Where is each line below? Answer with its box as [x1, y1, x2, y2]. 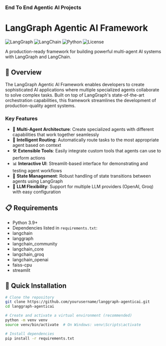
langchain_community [12, 240, 58, 246]
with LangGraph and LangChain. [5, 54, 71, 60]
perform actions [12, 155, 46, 161]
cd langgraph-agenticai [5, 304, 55, 309]
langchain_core [12, 246, 44, 252]
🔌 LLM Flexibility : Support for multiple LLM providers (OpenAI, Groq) [12, 183, 154, 189]
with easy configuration [12, 189, 61, 195]
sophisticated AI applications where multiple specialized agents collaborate [5, 87, 160, 93]
